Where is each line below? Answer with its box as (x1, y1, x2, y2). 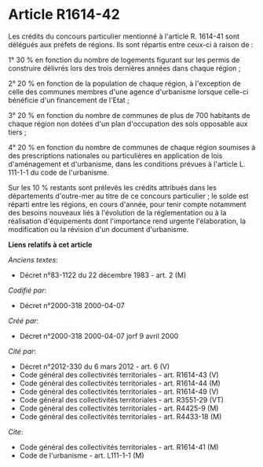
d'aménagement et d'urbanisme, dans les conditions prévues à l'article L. (8, 159, 246, 168)
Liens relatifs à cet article (8, 240, 93, 249)
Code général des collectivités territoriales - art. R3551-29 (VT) (19, 395, 224, 404)
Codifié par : (8, 285, 47, 295)
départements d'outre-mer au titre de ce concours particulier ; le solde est (8, 191, 249, 200)
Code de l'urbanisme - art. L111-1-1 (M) (19, 450, 144, 460)
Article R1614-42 (8, 6, 120, 24)
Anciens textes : (8, 255, 59, 264)
